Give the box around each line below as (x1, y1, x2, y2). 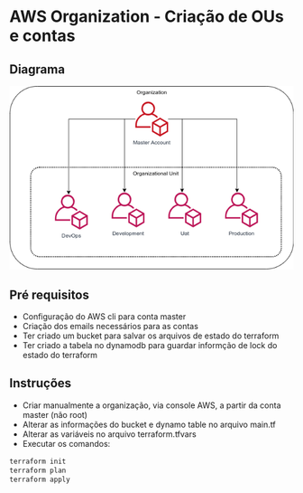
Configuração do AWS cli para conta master (22, 310, 187, 322)
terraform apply (9, 475, 70, 484)
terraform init (9, 457, 67, 466)
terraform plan (9, 466, 67, 475)
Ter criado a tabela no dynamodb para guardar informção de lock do (22, 339, 278, 350)
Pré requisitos (9, 287, 90, 302)
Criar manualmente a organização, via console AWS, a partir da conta (22, 400, 281, 411)
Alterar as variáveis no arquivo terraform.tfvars (22, 428, 197, 440)
